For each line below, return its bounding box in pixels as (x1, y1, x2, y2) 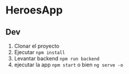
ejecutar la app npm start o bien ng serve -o (14, 61, 124, 68)
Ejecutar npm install (14, 49, 66, 56)
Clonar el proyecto (14, 42, 60, 49)
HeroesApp (5, 4, 63, 17)
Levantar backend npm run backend (14, 55, 100, 62)
